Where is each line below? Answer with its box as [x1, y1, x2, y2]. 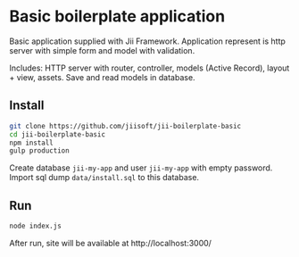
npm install [9, 138, 54, 147]
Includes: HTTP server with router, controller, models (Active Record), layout [9, 62, 290, 73]
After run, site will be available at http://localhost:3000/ [9, 237, 212, 248]
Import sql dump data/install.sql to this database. [9, 172, 199, 183]
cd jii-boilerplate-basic [9, 129, 105, 139]
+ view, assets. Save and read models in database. [9, 71, 195, 82]
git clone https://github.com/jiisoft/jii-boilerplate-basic [9, 121, 242, 130]
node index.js [9, 221, 62, 231]
